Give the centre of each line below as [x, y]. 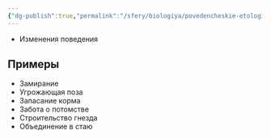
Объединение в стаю [56, 127]
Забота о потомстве [54, 109]
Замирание [39, 84]
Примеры [34, 64]
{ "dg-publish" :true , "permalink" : [64, 16]
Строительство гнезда [58, 118]
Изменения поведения [59, 39]
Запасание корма [50, 101]
